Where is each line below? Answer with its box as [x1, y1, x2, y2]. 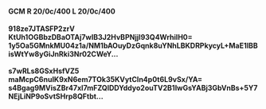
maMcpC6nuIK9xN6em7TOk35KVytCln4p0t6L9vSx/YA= [8, 75, 203, 84]
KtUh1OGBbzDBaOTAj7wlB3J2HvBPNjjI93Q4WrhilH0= [8, 33, 193, 42]
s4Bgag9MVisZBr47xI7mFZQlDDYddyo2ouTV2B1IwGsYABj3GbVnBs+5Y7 [8, 84, 258, 93]
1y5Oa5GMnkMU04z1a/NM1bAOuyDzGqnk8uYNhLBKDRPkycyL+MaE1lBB [8, 41, 259, 51]
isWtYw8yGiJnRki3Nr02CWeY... [8, 49, 119, 59]
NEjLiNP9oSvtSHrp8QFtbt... [8, 91, 104, 101]
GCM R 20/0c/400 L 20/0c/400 [8, 6, 115, 16]
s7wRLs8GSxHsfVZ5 [8, 66, 80, 76]
